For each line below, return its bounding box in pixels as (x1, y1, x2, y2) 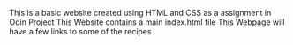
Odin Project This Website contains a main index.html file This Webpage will (9, 17, 285, 27)
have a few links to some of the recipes (9, 26, 152, 36)
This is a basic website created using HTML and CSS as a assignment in (9, 8, 272, 18)
